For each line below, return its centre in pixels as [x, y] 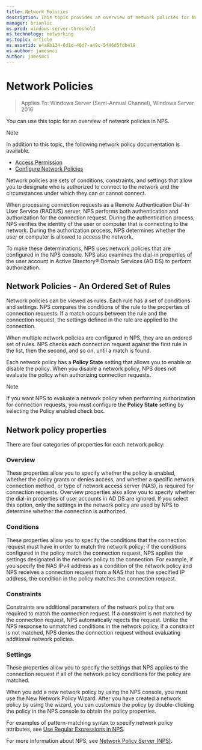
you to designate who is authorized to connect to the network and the [93, 186]
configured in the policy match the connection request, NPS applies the [95, 553]
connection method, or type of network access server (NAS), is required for [100, 486]
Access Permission [39, 162]
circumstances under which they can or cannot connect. [76, 193]
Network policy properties [57, 430]
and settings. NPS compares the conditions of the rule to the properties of [98, 307]
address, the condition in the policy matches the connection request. [91, 578]
